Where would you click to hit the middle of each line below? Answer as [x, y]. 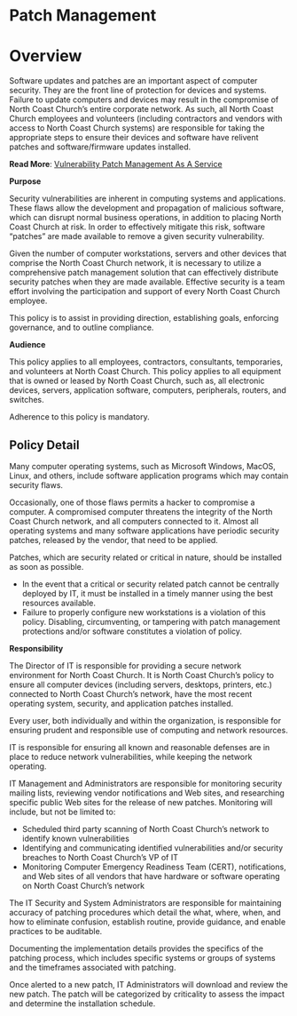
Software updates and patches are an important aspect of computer [133, 81]
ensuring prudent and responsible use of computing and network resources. [148, 730]
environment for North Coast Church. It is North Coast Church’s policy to [142, 675]
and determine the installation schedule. [82, 1003]
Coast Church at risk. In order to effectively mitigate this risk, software [137, 227]
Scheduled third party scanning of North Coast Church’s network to [145, 828]
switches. [27, 400]
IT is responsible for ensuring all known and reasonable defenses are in [140, 747]
